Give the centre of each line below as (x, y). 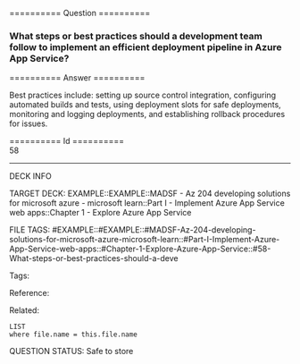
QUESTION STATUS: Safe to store (71, 351)
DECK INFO (30, 176)
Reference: (29, 293)
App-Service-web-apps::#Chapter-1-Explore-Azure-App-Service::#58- (140, 249)
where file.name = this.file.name (74, 334)
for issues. (29, 123)
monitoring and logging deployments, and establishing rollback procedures (147, 114)
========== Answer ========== (77, 78)
